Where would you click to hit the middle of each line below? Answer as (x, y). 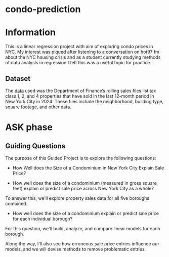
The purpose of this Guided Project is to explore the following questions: (81, 158)
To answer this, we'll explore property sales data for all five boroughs (77, 198)
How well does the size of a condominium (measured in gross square (85, 183)
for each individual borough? (43, 219)
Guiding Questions (35, 146)
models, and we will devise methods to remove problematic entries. (76, 249)
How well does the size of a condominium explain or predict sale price (86, 213)
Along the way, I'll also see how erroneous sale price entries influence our (82, 243)
